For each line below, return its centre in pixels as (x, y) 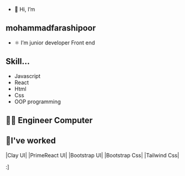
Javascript (27, 76)
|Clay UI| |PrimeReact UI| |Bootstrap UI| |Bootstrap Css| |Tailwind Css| (92, 155)
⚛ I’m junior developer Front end (55, 43)
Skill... (18, 62)
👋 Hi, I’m (25, 9)
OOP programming (38, 102)
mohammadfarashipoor (51, 28)
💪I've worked (31, 141)
